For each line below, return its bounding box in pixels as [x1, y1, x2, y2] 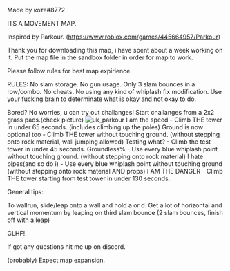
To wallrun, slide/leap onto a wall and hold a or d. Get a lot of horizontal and [7, 201, 222, 209]
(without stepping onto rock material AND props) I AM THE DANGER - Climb [7, 167, 223, 175]
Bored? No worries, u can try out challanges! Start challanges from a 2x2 [7, 109, 215, 116]
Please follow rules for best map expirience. [7, 67, 133, 75]
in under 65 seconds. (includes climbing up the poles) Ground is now [7, 123, 204, 131]
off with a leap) [7, 216, 50, 224]
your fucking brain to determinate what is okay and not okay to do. [7, 95, 197, 103]
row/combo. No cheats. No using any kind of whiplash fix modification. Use [7, 88, 222, 95]
